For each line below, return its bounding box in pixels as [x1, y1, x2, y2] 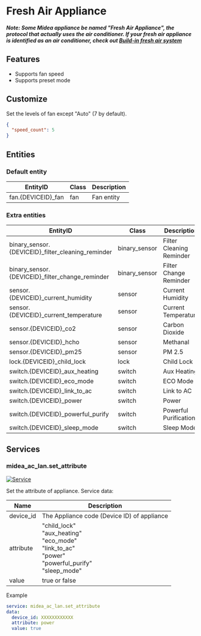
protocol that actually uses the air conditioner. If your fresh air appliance [6, 30, 192, 37]
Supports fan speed [14, 70, 64, 77]
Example [6, 592, 28, 599]
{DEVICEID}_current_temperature [9, 311, 102, 320]
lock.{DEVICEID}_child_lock [9, 357, 86, 366]
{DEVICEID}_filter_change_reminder [9, 273, 109, 281]
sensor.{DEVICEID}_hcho [9, 338, 80, 347]
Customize [6, 94, 48, 104]
